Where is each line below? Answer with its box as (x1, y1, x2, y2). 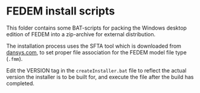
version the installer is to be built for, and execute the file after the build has (6, 73, 194, 80)
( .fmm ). (6, 55, 23, 62)
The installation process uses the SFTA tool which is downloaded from (6, 42, 181, 50)
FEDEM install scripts (6, 4, 115, 18)
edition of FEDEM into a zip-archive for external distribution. (6, 30, 156, 37)
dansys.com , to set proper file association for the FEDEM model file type (6, 48, 187, 56)
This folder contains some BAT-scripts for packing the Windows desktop (6, 24, 187, 31)
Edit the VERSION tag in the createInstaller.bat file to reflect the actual (6, 66, 187, 74)
